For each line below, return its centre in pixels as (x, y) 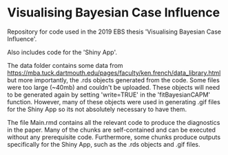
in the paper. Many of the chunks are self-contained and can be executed (111, 130)
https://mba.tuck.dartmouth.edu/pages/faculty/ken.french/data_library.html (114, 73)
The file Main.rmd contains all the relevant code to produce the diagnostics (114, 122)
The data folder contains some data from (65, 65)
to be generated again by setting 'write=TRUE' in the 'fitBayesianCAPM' (109, 95)
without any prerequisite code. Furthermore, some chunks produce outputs (114, 137)
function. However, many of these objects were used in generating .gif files (114, 102)
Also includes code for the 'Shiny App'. (62, 52)
